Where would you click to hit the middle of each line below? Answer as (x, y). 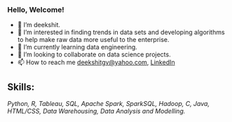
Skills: (21, 87)
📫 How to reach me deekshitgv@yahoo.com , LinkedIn (96, 62)
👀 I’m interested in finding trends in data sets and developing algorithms (121, 32)
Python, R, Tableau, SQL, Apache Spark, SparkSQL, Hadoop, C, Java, (109, 104)
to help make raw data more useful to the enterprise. (93, 40)
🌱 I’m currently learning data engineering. (77, 47)
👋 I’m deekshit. (39, 25)
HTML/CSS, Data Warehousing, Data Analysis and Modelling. (96, 111)
